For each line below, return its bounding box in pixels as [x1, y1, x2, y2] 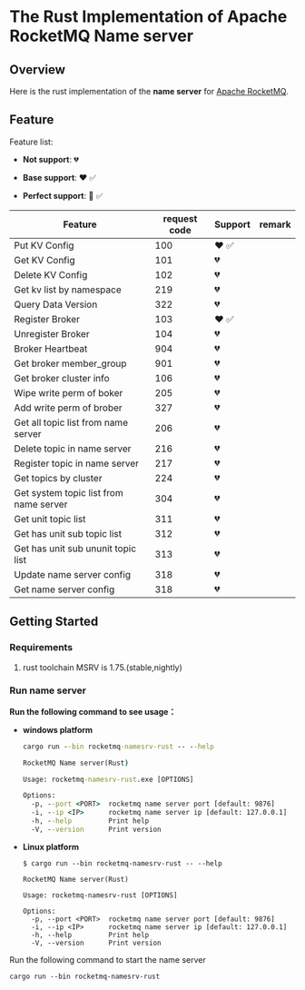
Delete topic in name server [14, 442, 132, 455]
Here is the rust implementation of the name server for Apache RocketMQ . [9, 86, 289, 96]
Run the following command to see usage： [9, 706, 177, 717]
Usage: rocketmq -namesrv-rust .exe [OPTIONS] [22, 775, 194, 784]
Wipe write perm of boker [14, 386, 123, 399]
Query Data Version [14, 298, 98, 311]
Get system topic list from [14, 486, 124, 499]
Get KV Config [14, 253, 75, 266]
